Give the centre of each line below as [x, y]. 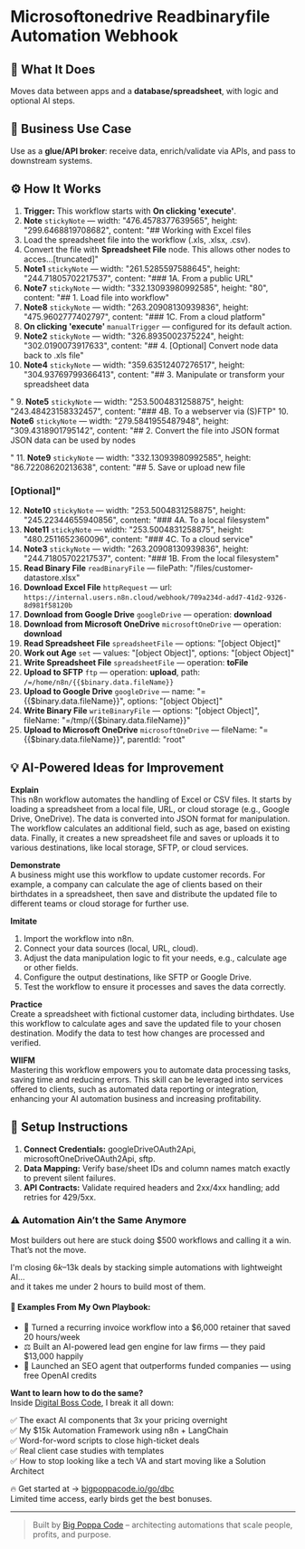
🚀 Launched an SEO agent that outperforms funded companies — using [157, 1366]
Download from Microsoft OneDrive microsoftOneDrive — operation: [152, 624]
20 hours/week [52, 1337]
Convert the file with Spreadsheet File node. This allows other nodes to [157, 249]
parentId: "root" [157, 739]
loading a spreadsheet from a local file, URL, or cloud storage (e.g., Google [150, 808]
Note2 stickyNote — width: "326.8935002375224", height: [133, 336]
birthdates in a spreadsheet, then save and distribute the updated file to [144, 894]
